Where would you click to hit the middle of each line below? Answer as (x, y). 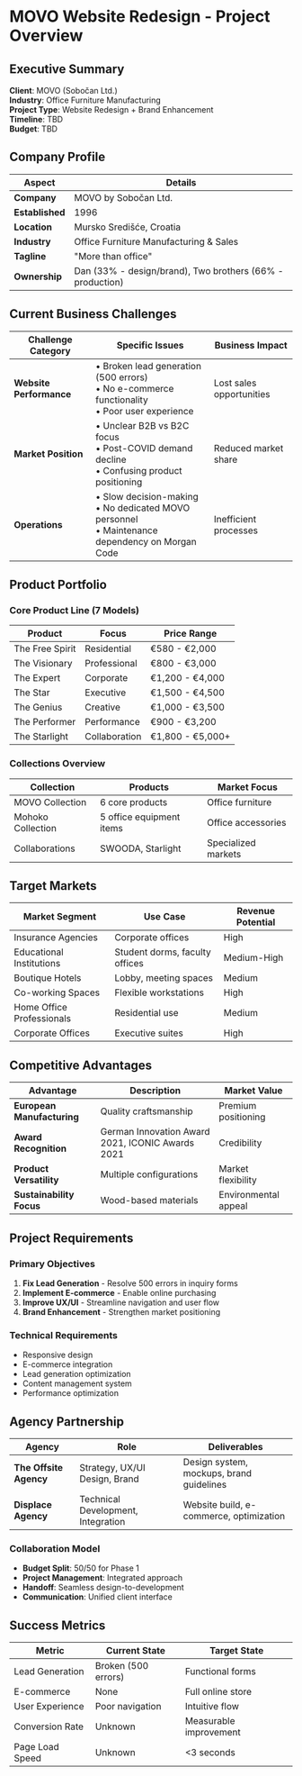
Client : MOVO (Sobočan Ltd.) (64, 91)
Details (181, 182)
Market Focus (248, 787)
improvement (213, 1733)
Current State (136, 1651)
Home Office (40, 1008)
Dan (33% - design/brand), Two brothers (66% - (179, 270)
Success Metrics (58, 1625)
